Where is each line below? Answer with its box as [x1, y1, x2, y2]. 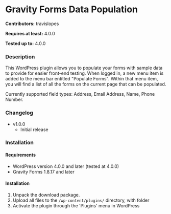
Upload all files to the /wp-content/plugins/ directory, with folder [12, 197, 150, 203]
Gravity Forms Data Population [5, 4, 138, 15]
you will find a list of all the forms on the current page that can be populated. [5, 81, 166, 88]
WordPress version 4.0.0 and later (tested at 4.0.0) [12, 163, 119, 169]
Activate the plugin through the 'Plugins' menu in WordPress [12, 202, 140, 208]
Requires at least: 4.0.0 [5, 30, 55, 36]
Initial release [20, 126, 48, 133]
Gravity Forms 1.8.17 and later [12, 168, 75, 175]
